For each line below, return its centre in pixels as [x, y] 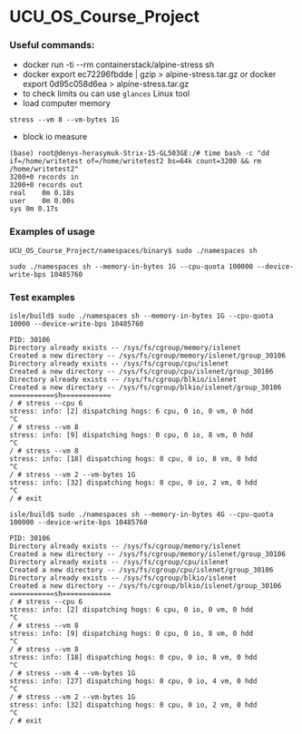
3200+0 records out [46, 185]
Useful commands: [52, 45]
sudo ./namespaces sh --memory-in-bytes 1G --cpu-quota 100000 [132, 266]
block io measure [55, 137]
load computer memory [66, 103]
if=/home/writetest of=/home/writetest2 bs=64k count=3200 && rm [135, 161]
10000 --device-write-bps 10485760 [77, 324]
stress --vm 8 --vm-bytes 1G [64, 120]
